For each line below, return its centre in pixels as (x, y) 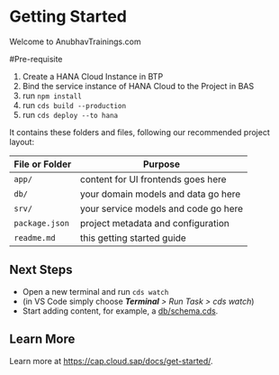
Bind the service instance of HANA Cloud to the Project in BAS (138, 86)
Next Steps (41, 270)
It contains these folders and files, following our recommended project (139, 132)
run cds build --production (74, 105)
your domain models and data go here (160, 194)
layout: (22, 142)
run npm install (52, 96)
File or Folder (43, 164)
